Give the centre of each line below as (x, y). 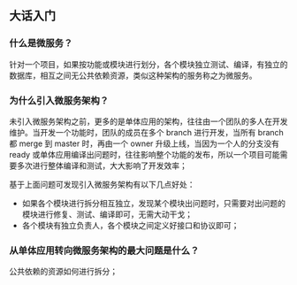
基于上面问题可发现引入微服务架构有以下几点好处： (102, 184)
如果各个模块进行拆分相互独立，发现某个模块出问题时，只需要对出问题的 (153, 203)
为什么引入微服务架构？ (59, 100)
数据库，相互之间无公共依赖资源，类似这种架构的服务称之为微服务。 (133, 75)
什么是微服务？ (41, 43)
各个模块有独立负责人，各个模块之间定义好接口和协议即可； (130, 225)
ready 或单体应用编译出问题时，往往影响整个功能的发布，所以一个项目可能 (145, 154)
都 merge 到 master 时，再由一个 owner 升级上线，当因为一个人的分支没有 (145, 143)
